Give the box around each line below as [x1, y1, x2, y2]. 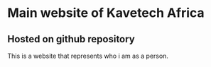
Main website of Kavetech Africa [7, 5, 205, 21]
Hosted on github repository [7, 33, 135, 45]
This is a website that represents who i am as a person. [7, 51, 169, 60]
